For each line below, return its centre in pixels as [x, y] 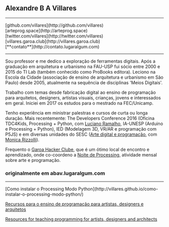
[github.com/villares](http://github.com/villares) [55, 25]
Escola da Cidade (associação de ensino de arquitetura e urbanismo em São [84, 77]
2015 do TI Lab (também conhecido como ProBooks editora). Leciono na [80, 72]
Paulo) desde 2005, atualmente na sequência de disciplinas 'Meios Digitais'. [84, 82]
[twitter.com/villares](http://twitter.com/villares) [54, 36]
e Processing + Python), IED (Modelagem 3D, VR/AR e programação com [81, 129]
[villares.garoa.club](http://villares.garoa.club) [53, 41]
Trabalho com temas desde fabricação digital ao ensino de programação [80, 92]
